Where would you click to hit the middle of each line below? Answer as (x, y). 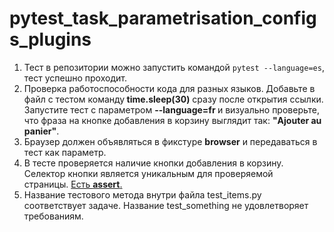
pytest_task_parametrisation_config (163, 18)
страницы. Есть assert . (73, 184)
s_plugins (50, 39)
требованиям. (53, 216)
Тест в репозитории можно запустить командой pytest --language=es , (174, 67)
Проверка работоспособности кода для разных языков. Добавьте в (169, 88)
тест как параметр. (65, 152)
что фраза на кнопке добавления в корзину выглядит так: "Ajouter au (172, 120)
